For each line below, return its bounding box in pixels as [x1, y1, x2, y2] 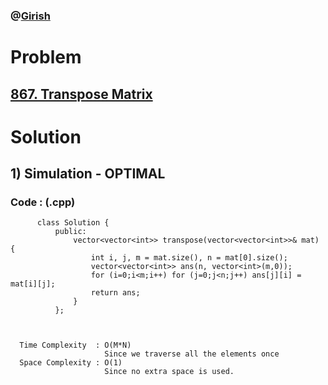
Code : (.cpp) [10, 195, 76, 209]
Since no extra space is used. [104, 367, 235, 377]
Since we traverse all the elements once [104, 349, 280, 359]
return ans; [90, 288, 141, 298]
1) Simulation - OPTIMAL [10, 165, 166, 183]
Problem [10, 46, 82, 69]
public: [54, 227, 87, 237]
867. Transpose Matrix [10, 85, 153, 103]
